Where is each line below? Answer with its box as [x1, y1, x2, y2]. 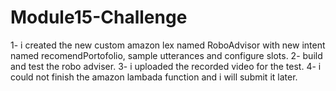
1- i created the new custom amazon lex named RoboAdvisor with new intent [10, 39, 326, 51]
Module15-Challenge [10, 6, 188, 29]
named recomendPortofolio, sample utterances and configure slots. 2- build [10, 49, 323, 61]
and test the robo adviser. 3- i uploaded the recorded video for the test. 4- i [10, 60, 322, 72]
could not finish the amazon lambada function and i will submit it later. [10, 71, 298, 83]
